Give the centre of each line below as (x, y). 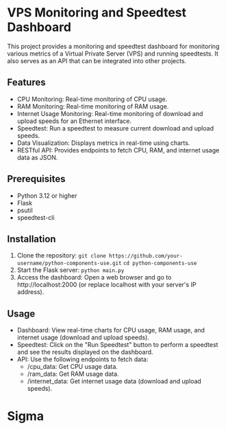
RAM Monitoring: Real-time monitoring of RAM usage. (93, 106)
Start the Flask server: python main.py (71, 270)
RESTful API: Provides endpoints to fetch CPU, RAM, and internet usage (118, 150)
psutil (25, 210)
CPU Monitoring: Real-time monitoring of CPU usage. (92, 99)
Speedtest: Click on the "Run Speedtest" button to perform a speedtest (117, 345)
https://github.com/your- (146, 256)
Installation (32, 239)
